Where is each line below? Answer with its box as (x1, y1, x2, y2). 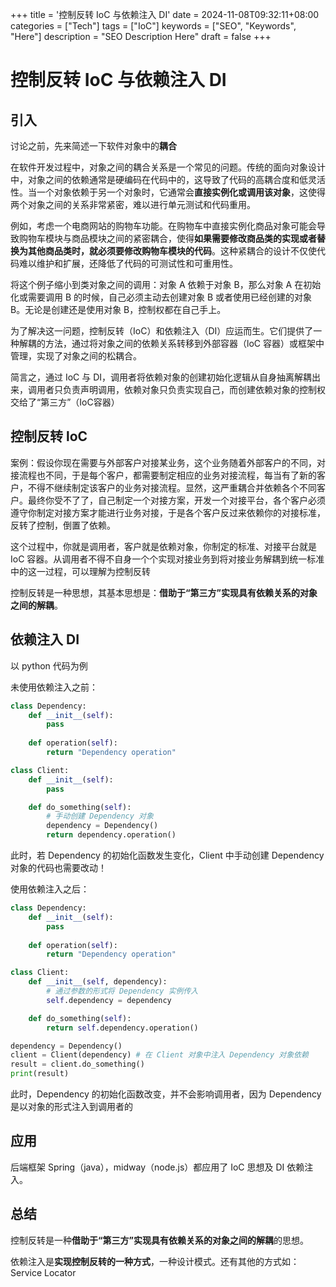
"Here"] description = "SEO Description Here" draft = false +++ (10, 31, 272, 42)
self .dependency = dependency (46, 995, 172, 1005)
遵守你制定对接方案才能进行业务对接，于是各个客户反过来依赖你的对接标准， (10, 506, 326, 518)
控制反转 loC (10, 428, 88, 445)
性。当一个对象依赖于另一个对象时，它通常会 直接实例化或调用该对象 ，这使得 (10, 186, 326, 198)
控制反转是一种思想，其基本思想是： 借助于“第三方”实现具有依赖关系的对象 (10, 586, 318, 598)
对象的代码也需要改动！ (10, 862, 107, 873)
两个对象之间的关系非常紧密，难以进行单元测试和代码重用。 (10, 199, 256, 210)
